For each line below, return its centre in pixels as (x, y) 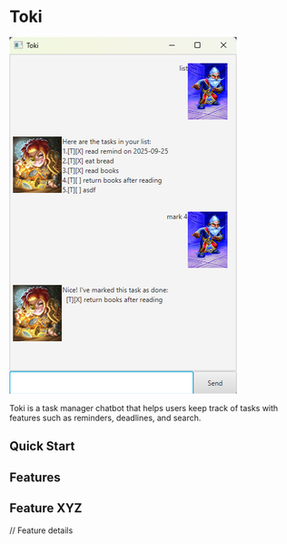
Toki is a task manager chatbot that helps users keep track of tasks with (144, 408)
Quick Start (42, 446)
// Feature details (41, 530)
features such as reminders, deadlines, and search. (105, 418)
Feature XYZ (46, 508)
